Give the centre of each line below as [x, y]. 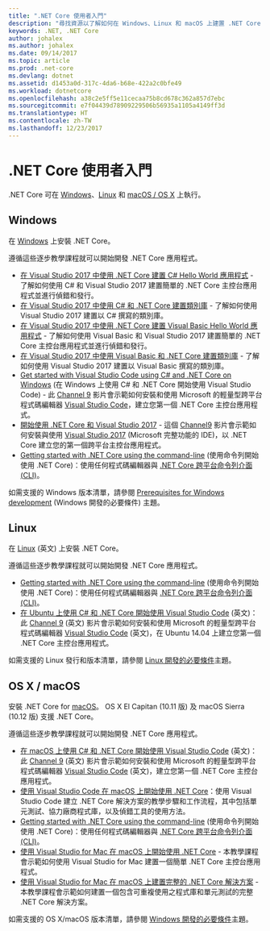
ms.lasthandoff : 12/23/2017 [56, 128]
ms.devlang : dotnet [41, 76]
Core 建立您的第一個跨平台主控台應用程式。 [93, 445]
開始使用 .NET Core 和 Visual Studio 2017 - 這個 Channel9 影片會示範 [135, 425]
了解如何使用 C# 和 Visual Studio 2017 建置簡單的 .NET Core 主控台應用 [139, 285]
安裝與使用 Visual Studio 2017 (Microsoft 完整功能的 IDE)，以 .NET [137, 434]
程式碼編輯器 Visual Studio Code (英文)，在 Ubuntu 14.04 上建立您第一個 [141, 633]
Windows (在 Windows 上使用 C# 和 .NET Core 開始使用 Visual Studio [135, 384]
